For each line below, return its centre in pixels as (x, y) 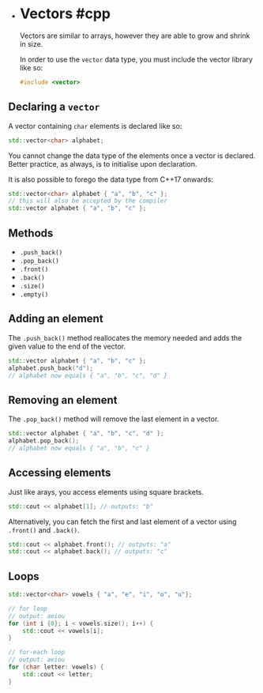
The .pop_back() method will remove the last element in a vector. (114, 419)
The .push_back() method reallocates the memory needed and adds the (125, 337)
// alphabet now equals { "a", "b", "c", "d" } (88, 375)
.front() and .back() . (44, 529)
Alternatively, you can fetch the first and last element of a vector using (122, 522)
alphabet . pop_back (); (44, 441)
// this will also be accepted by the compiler (88, 201)
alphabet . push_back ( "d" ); (51, 368)
